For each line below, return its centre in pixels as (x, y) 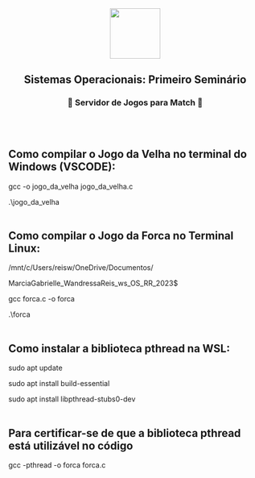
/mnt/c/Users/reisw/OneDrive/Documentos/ (81, 268)
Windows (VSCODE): (62, 167)
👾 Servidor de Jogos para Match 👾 (135, 102)
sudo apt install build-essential (59, 384)
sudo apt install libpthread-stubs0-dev (72, 399)
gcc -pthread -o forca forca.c (57, 465)
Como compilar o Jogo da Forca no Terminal (121, 236)
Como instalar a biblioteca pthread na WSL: (119, 349)
